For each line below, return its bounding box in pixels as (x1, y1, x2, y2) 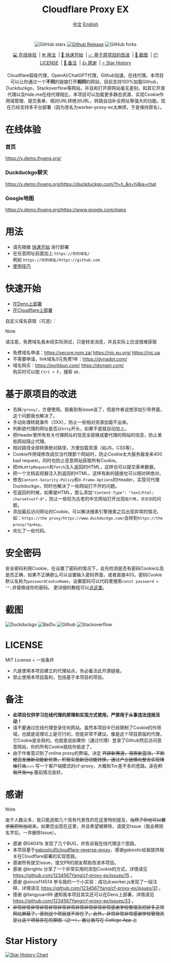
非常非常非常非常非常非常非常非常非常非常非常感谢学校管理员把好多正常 (12, 904, 164, 910)
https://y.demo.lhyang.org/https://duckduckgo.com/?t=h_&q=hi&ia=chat (5, 181, 157, 187)
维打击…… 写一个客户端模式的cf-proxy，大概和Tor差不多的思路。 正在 (12, 762, 158, 769)
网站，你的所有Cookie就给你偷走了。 (17, 743, 95, 750)
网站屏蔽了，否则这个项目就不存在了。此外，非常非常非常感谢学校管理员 (12, 910, 164, 917)
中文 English (73, 21, 98, 27)
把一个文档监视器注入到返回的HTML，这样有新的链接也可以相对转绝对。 (12, 470, 164, 476)
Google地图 (5, 195, 34, 202)
